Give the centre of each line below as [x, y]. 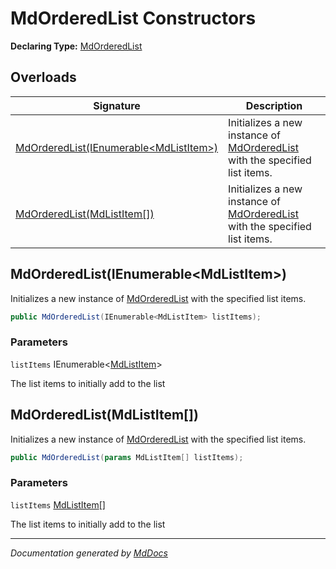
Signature [117, 105]
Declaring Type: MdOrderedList [76, 46]
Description [274, 105]
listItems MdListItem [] [58, 504]
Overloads [43, 77]
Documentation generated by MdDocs [89, 553]
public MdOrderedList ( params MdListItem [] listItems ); [127, 457]
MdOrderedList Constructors [133, 18]
